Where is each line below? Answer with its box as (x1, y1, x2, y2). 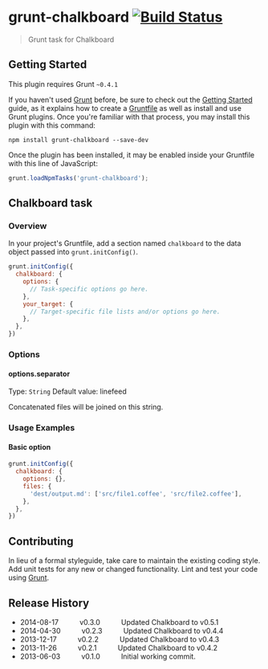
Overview (8, 220, 47, 231)
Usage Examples (8, 422, 75, 434)
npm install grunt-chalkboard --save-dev (8, 136, 149, 144)
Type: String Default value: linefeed (8, 386, 127, 397)
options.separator (8, 369, 71, 378)
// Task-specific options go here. (29, 285, 149, 293)
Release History (8, 596, 90, 610)
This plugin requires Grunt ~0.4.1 (8, 79, 119, 88)
